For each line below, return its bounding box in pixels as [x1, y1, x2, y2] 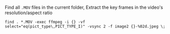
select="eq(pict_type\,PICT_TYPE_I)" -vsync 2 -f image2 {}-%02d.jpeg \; [5, 24, 166, 29]
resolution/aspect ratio [5, 10, 53, 16]
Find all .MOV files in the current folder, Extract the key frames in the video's [5, 5, 163, 10]
